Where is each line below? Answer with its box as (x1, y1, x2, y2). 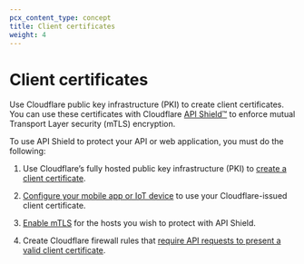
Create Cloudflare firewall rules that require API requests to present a (22, 235, 281, 246)
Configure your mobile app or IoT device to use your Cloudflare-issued (22, 191, 288, 201)
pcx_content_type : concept (9, 13, 112, 23)
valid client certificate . (22, 245, 106, 256)
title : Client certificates (9, 22, 116, 31)
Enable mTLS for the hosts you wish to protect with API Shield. (22, 218, 257, 229)
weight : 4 (9, 30, 47, 39)
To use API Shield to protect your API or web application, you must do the (9, 136, 284, 147)
